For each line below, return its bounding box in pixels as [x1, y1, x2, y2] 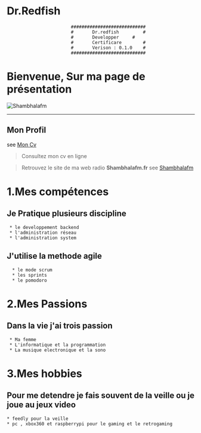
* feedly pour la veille [7, 416, 69, 422]
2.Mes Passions [7, 297, 88, 311]
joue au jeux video [7, 400, 76, 410]
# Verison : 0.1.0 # [70, 45, 146, 51]
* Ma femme [9, 336, 36, 342]
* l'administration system [9, 234, 77, 241]
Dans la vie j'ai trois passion [7, 321, 113, 331]
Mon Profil [7, 125, 47, 135]
